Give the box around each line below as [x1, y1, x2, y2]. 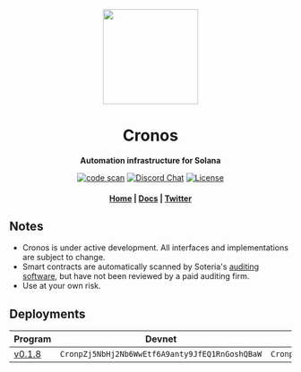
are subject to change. [21, 252, 106, 263]
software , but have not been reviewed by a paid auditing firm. [21, 271, 250, 282]
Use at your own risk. [21, 281, 101, 292]
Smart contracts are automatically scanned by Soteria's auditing [21, 261, 260, 272]
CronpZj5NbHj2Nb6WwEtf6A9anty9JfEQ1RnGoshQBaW [59, 349, 262, 359]
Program [13, 333, 52, 345]
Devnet [144, 333, 177, 345]
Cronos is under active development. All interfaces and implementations [21, 242, 289, 253]
